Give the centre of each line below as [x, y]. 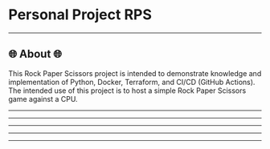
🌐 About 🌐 [35, 54]
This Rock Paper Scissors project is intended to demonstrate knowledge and [135, 73]
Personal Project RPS [80, 15]
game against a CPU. [43, 99]
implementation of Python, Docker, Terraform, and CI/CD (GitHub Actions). [132, 82]
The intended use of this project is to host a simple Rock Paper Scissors [127, 91]
